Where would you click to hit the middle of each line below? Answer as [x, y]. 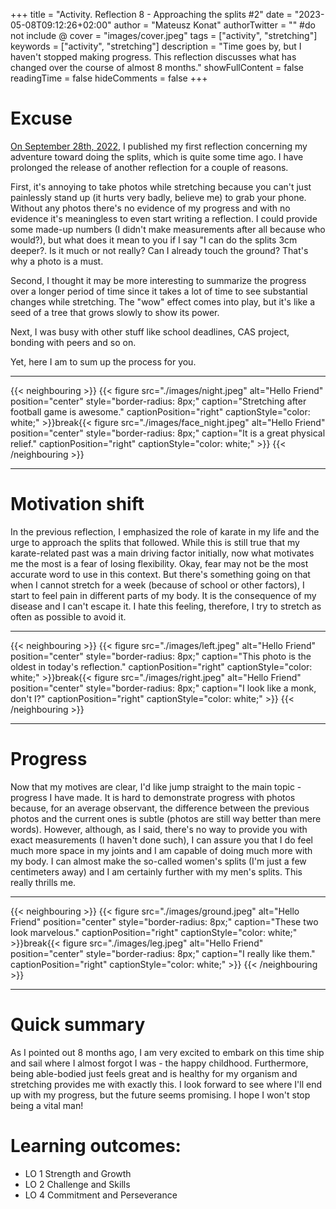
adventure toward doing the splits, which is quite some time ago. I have [157, 156]
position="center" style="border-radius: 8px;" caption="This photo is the [161, 656]
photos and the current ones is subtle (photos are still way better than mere [166, 818]
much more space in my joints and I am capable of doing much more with [161, 850]
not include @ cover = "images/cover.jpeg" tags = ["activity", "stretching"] [164, 35]
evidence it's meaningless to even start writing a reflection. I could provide [164, 218]
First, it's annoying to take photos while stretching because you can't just [161, 186]
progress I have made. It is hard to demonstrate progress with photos [153, 797]
